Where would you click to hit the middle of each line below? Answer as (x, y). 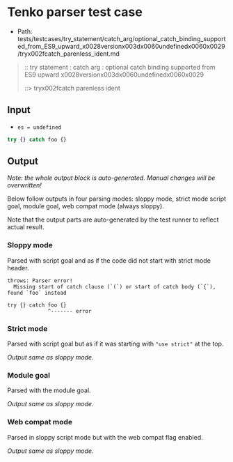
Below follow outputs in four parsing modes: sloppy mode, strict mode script (117, 199)
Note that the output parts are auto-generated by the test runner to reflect (113, 220)
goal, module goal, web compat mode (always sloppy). (86, 206)
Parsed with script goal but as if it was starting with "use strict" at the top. (115, 344)
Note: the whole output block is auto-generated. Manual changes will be (111, 178)
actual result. (26, 227)
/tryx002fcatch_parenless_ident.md (69, 54)
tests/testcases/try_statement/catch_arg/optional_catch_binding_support (121, 38)
